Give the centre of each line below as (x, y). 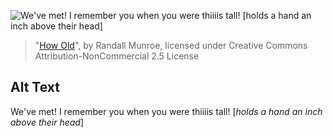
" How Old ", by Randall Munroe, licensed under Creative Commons (171, 45)
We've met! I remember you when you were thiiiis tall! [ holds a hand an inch (166, 111)
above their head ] (47, 122)
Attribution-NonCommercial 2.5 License (117, 56)
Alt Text (35, 87)
